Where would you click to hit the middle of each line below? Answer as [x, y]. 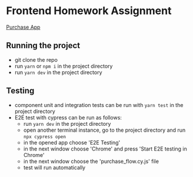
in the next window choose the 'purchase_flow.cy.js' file [91, 161]
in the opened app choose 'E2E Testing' [72, 142]
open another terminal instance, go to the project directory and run [104, 130]
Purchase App [23, 27]
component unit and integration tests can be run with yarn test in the [99, 105]
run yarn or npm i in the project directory [64, 66]
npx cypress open [45, 136]
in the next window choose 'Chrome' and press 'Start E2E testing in [105, 149]
